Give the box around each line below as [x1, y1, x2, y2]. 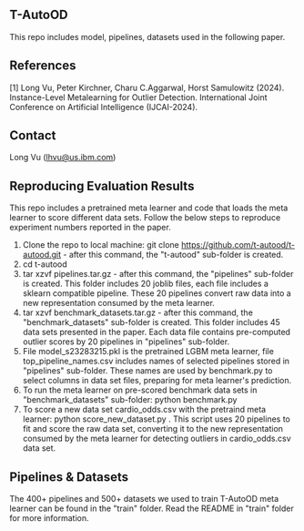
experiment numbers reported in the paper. [9, 222, 171, 233]
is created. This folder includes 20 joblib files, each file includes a [22, 278, 269, 290]
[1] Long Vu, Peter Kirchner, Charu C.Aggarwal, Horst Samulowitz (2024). [9, 82, 285, 93]
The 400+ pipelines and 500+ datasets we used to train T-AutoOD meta [9, 494, 279, 505]
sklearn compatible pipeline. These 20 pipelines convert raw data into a [22, 288, 291, 299]
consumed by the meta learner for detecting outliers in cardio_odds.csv [22, 433, 291, 444]
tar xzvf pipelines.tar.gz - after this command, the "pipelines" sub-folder [22, 269, 294, 280]
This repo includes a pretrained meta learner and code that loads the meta [9, 202, 289, 213]
